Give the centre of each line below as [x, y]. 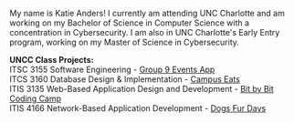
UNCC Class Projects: [52, 60]
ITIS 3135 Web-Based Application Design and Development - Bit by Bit [142, 89]
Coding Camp [36, 98]
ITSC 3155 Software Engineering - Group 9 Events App [112, 69]
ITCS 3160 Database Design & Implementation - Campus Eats [125, 79]
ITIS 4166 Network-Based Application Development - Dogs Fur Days [138, 108]
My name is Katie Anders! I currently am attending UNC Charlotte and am [147, 13]
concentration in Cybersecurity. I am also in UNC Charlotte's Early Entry [145, 32]
